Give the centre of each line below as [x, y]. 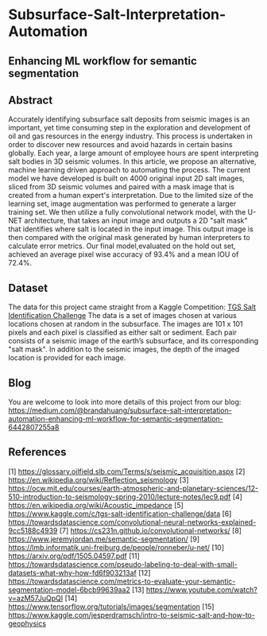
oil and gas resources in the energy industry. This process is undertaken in [130, 136]
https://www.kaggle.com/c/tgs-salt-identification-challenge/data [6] [120, 514]
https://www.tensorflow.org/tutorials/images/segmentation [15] [111, 607]
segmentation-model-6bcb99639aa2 [70, 589]
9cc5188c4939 [33, 530]
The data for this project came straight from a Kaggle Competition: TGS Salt [132, 307]
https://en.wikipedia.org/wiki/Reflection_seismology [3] [99, 479]
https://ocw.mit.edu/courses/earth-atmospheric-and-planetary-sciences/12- [133, 488]
